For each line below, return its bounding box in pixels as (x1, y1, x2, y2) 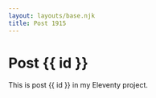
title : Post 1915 (8, 19, 67, 27)
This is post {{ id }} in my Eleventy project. (8, 80, 149, 90)
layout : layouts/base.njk (8, 11, 95, 20)
